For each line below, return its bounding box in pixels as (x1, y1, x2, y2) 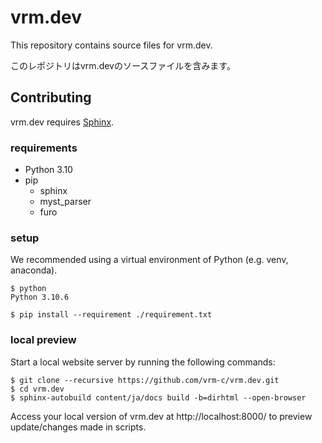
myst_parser (39, 196, 92, 208)
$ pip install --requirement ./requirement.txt (10, 310, 213, 320)
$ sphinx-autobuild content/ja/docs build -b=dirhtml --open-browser (10, 392, 307, 403)
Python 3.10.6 (10, 292, 70, 303)
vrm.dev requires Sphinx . (10, 116, 115, 128)
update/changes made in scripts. (10, 421, 147, 433)
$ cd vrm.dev (10, 384, 65, 394)
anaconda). (10, 264, 58, 276)
